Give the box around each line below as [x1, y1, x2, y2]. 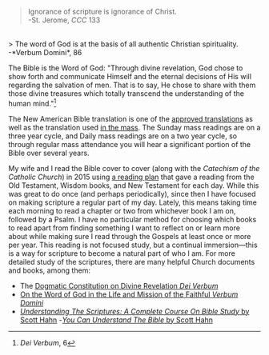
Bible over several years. [8, 148, 90, 158]
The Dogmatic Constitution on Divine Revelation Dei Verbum [19, 281, 219, 290]
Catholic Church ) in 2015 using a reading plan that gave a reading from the [8, 172, 255, 181]
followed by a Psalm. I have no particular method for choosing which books [8, 214, 257, 224]
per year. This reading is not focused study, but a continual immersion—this [8, 240, 258, 249]
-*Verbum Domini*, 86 [8, 48, 82, 57]
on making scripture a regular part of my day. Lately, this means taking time [8, 197, 258, 207]
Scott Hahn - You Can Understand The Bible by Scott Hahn [19, 315, 214, 325]
